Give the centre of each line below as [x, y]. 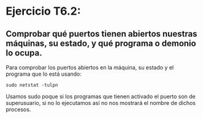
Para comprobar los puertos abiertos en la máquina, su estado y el [90, 67]
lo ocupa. [24, 53]
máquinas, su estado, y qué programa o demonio [101, 43]
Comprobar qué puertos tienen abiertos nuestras [101, 34]
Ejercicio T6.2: [43, 11]
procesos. [18, 109]
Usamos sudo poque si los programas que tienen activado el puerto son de [101, 96]
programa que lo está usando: [44, 74]
